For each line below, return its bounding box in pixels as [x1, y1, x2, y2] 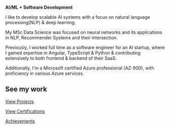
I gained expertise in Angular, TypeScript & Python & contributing [5, 50, 141, 56]
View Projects [5, 98, 34, 104]
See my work [5, 85, 47, 94]
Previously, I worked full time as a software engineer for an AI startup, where [5, 45, 165, 50]
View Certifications [5, 108, 45, 114]
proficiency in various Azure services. [5, 70, 84, 76]
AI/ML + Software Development [5, 5, 73, 10]
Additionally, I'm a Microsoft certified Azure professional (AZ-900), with [5, 65, 154, 71]
